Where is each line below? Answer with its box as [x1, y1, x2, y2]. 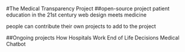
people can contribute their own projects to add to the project [6, 23, 157, 30]
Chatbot [6, 41, 26, 47]
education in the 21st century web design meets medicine [6, 11, 147, 18]
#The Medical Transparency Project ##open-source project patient [6, 5, 170, 12]
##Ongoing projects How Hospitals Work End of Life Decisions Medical [6, 34, 180, 41]
